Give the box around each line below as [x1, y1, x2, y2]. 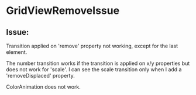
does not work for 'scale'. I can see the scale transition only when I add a [6, 66, 182, 73]
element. [6, 49, 27, 56]
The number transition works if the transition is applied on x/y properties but [6, 60, 190, 67]
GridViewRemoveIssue [6, 4, 120, 17]
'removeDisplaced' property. [6, 72, 75, 79]
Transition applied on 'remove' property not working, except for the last [6, 42, 178, 49]
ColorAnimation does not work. [6, 83, 81, 90]
